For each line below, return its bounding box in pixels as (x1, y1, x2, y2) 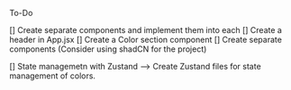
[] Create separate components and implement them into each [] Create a (9, 25, 282, 35)
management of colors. (9, 70, 96, 81)
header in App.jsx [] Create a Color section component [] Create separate (9, 35, 282, 45)
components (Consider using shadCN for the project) (9, 44, 207, 54)
